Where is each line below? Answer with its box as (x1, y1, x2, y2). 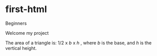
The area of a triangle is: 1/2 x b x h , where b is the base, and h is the (5, 39, 152, 46)
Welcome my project (5, 30, 49, 36)
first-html (5, 4, 47, 15)
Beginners (5, 20, 27, 26)
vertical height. (5, 45, 37, 51)
